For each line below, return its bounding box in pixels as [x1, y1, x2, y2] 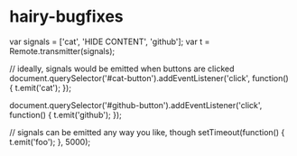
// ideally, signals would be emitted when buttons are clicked [9, 63, 235, 74]
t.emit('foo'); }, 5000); [9, 136, 91, 147]
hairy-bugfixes [9, 6, 124, 27]
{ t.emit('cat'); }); [9, 82, 72, 93]
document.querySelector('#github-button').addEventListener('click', [9, 99, 263, 110]
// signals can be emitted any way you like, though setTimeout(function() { [9, 126, 285, 137]
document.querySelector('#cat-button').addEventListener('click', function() [9, 72, 289, 83]
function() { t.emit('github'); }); [9, 109, 122, 120]
